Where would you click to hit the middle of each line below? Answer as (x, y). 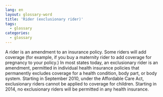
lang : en (14, 10)
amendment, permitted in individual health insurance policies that (72, 67)
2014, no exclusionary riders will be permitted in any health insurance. (77, 89)
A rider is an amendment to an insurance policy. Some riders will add (76, 52)
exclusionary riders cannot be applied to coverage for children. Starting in (81, 83)
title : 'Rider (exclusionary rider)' (44, 19)
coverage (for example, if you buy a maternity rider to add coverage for (79, 57)
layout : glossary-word (29, 14)
